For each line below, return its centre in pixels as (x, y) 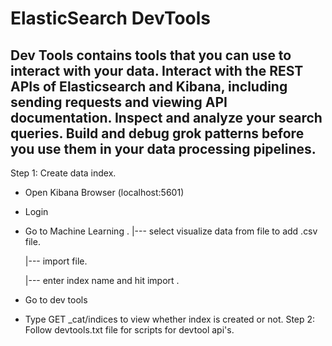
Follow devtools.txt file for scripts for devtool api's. (129, 330)
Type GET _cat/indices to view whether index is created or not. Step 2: (170, 319)
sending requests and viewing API (119, 102)
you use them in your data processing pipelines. (163, 148)
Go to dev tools (56, 300)
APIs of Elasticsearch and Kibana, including (149, 86)
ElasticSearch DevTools (111, 18)
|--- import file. (56, 261)
